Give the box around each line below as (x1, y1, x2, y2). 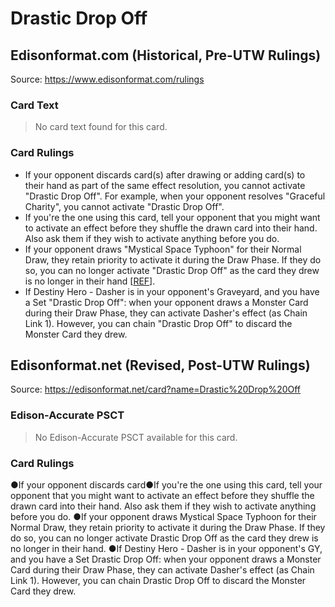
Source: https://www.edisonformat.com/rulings (10, 73, 205, 85)
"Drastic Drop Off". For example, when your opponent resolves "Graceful (24, 190, 326, 202)
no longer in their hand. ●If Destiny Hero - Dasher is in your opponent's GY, (10, 543, 323, 554)
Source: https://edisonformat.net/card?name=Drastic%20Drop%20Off (10, 383, 302, 396)
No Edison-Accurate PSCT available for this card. (34, 431, 238, 443)
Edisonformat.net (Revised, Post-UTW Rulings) (10, 357, 311, 374)
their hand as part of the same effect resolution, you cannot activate (24, 179, 306, 191)
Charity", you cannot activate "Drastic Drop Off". (24, 200, 225, 212)
